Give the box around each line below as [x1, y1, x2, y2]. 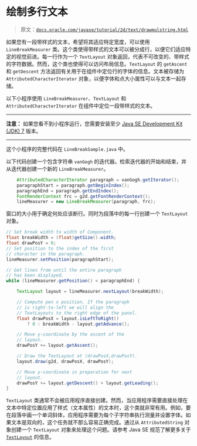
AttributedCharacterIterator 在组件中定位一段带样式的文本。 [6, 102, 156, 109]
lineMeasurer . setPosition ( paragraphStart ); [6, 256, 114, 262]
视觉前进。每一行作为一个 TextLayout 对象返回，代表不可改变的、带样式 [16, 53, 189, 60]
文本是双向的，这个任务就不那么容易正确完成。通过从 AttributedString [11, 419, 184, 426]
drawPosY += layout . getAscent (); [16, 343, 98, 349]
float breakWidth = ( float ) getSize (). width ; [6, 235, 117, 241]
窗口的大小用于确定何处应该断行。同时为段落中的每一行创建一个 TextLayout [6, 210, 188, 217]
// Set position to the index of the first [6, 245, 114, 251]
